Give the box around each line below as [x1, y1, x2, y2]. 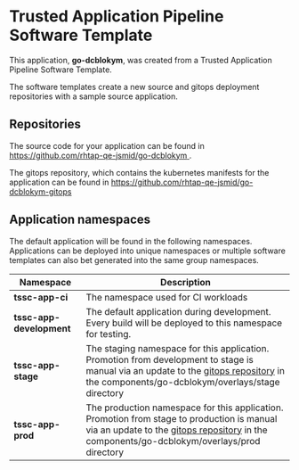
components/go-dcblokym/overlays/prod [85, 434, 261, 447]
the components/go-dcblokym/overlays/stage [85, 375, 280, 388]
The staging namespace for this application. [85, 342, 270, 354]
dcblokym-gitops [9, 186, 72, 197]
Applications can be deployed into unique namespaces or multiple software [9, 245, 287, 256]
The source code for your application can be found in [9, 140, 205, 151]
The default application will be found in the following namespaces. [9, 235, 253, 246]
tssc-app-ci [13, 291, 69, 303]
